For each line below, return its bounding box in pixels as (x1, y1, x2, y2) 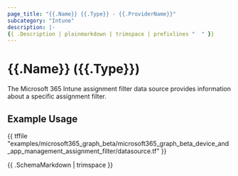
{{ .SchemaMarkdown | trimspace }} (7, 161, 114, 169)
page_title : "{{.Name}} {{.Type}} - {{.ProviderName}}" (7, 10, 176, 18)
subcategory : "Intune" (7, 17, 75, 24)
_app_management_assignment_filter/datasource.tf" (7, 147, 160, 155)
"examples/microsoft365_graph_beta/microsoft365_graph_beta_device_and (7, 140, 229, 147)
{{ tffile (7, 132, 28, 140)
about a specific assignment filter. (7, 92, 107, 100)
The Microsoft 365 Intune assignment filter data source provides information (7, 85, 232, 93)
